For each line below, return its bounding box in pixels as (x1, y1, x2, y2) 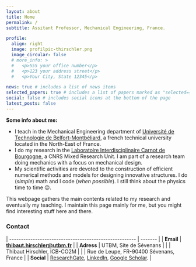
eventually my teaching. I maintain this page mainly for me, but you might (6, 201, 182, 208)
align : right (11, 41, 43, 47)
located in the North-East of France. (14, 140, 101, 147)
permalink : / (6, 19, 38, 25)
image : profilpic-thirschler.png (11, 46, 93, 53)
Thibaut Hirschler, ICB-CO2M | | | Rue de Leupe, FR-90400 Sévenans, (6, 248, 175, 255)
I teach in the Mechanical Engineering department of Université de (14, 128, 174, 135)
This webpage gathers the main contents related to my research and (6, 195, 171, 202)
